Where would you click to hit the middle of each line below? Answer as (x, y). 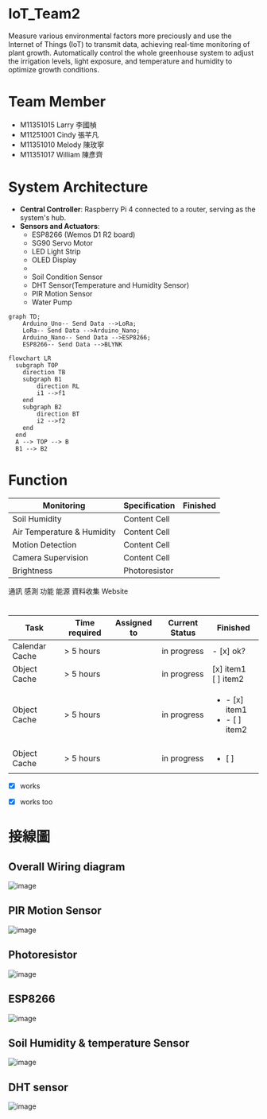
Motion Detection (44, 544)
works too (36, 802)
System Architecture (78, 187)
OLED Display (54, 260)
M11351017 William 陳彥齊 (61, 154)
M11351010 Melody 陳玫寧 (62, 145)
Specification (149, 505)
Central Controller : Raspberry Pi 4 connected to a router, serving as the (137, 209)
